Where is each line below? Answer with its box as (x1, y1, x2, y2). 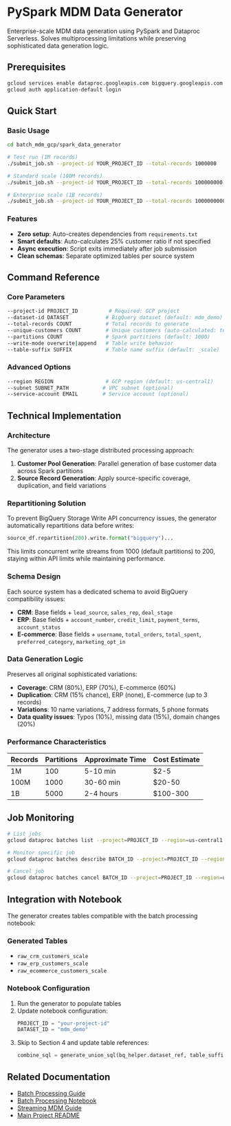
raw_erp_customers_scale (16, 960, 89, 967)
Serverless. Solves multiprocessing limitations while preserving (7, 34, 186, 42)
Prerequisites (7, 61, 66, 73)
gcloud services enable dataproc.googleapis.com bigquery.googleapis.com (7, 80, 223, 87)
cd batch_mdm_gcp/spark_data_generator (7, 142, 122, 149)
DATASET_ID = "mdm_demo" (16, 1026, 89, 1033)
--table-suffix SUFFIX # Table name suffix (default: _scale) (7, 346, 220, 353)
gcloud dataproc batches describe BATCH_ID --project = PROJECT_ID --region (7, 856, 226, 863)
